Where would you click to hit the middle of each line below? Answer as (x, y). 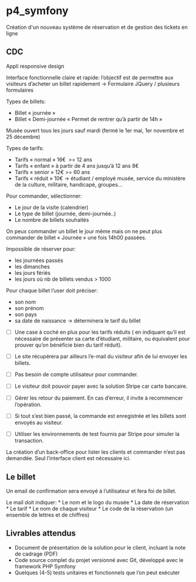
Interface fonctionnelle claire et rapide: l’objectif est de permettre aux (90, 77)
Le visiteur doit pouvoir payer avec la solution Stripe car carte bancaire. (101, 386)
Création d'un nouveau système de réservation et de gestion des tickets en (97, 27)
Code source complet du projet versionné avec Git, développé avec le (99, 560)
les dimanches (32, 267)
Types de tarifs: (25, 148)
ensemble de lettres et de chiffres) (48, 515)
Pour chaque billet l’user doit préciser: (52, 290)
